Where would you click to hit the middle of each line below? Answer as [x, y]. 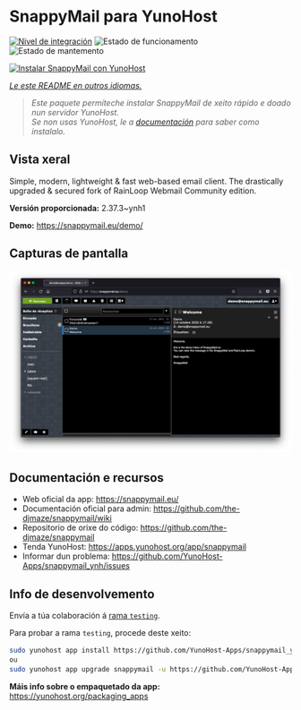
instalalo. [48, 131]
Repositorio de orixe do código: [80, 528]
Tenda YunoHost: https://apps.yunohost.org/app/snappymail [134, 547]
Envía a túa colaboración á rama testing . [85, 616]
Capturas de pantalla [69, 254]
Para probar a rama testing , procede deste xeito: [100, 633]
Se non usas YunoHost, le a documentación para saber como [145, 122]
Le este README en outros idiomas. [76, 85]
